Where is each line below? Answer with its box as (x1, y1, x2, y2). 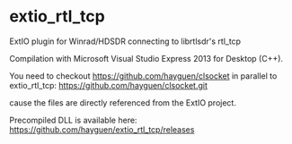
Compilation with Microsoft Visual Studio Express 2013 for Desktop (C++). (9, 53, 284, 64)
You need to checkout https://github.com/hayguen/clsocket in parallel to (9, 70, 278, 81)
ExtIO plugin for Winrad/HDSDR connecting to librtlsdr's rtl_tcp (9, 36, 241, 47)
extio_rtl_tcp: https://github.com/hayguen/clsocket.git (9, 80, 208, 90)
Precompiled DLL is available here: (9, 114, 137, 125)
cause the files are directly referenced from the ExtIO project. (9, 97, 236, 108)
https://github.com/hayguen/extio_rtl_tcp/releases (9, 123, 195, 135)
